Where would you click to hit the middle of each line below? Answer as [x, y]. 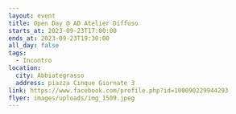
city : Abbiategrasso [50, 75]
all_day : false [34, 46]
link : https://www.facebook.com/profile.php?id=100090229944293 [118, 90]
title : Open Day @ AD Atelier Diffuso [73, 23]
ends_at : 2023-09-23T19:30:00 [59, 38]
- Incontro [34, 61]
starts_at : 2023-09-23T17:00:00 [62, 31]
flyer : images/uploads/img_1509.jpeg [72, 98]
